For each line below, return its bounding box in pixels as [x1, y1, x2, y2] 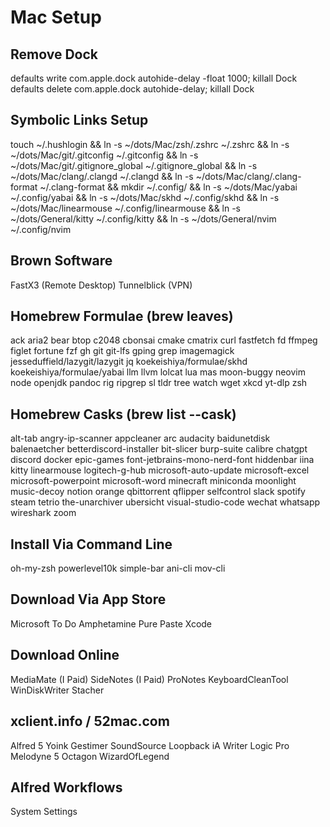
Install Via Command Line [10, 536, 173, 553]
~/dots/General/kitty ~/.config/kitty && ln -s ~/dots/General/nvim [10, 212, 277, 225]
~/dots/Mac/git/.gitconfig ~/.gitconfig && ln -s [10, 149, 199, 161]
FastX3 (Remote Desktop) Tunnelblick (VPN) [10, 279, 193, 291]
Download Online [10, 647, 120, 664]
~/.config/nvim [10, 223, 72, 235]
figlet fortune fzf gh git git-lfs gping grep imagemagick [10, 345, 235, 357]
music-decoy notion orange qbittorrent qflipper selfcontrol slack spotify [10, 486, 306, 498]
